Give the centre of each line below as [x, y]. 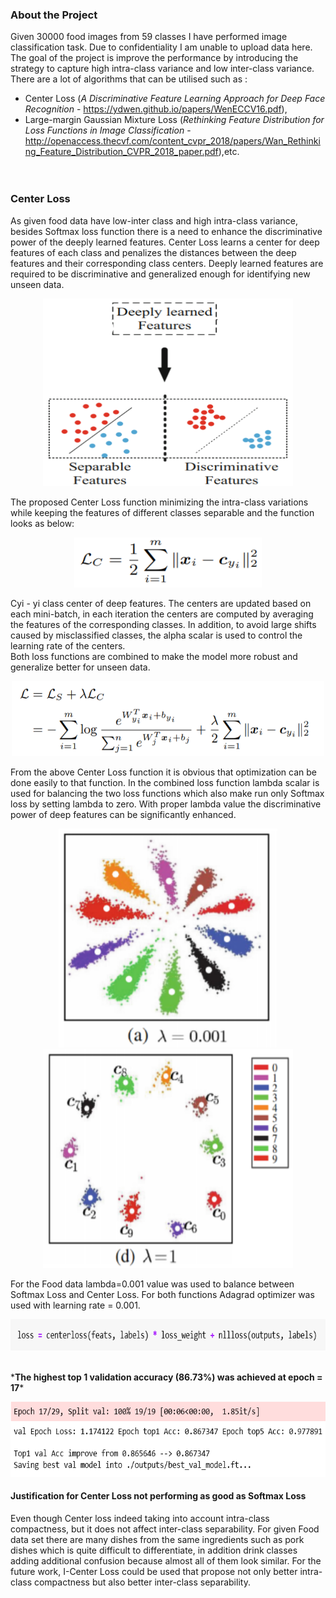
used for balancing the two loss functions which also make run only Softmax [167, 793]
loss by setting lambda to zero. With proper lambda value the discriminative [166, 804]
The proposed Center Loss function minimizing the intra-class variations [159, 502]
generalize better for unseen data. [80, 667]
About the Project [54, 15]
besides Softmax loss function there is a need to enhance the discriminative [166, 231]
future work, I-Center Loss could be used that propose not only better [154, 1571]
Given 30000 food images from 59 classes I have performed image [149, 37]
